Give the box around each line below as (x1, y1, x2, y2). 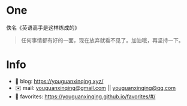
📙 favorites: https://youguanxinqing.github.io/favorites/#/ (14, 93, 156, 100)
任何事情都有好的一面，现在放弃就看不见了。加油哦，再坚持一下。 (20, 36, 184, 43)
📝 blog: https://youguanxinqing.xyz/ (14, 77, 104, 85)
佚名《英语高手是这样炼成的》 (6, 24, 80, 31)
